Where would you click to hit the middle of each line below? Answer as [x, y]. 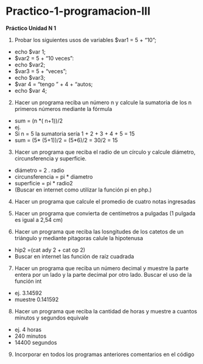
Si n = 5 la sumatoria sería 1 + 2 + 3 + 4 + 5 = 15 [75, 134]
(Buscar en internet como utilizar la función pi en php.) [83, 190]
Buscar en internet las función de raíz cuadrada [74, 256]
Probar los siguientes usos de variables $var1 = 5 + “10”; [85, 40]
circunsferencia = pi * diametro [54, 177]
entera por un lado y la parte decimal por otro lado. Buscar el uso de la [103, 274]
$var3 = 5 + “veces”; [41, 71]
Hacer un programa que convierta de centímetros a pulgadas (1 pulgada [105, 213]
